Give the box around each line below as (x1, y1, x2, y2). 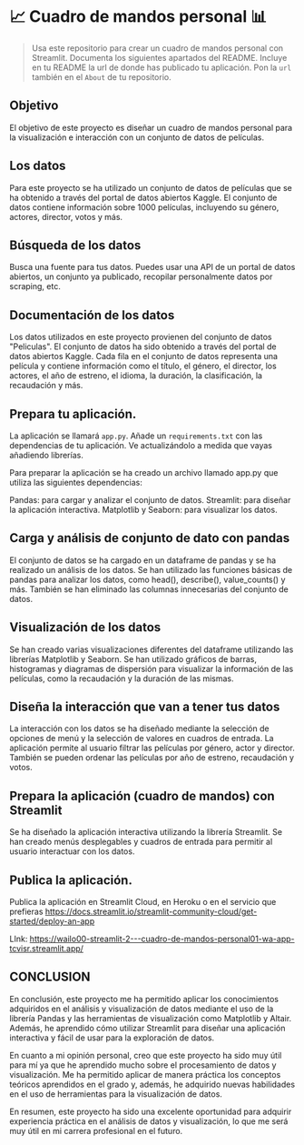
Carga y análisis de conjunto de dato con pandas (9, 530, 290, 546)
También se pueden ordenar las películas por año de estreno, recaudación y (9, 752, 295, 763)
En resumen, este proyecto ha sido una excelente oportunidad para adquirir (9, 1106, 292, 1117)
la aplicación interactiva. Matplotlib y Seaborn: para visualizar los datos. (9, 505, 279, 515)
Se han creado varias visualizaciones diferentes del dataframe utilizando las (9, 644, 294, 655)
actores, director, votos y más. (9, 211, 123, 222)
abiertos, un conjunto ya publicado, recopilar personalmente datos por (9, 271, 273, 282)
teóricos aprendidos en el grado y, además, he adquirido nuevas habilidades (9, 1079, 296, 1090)
